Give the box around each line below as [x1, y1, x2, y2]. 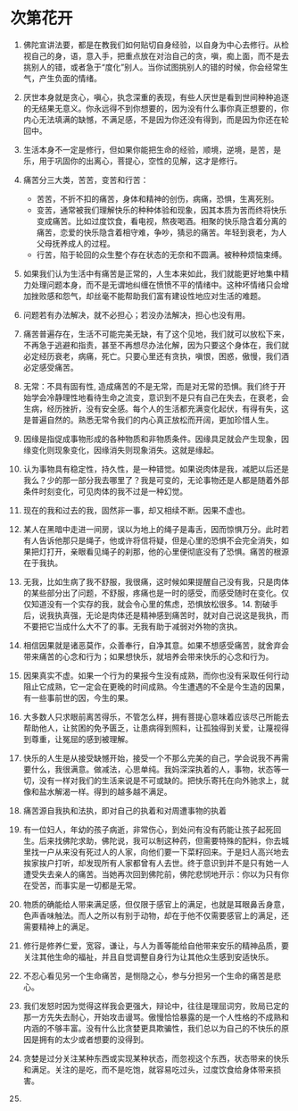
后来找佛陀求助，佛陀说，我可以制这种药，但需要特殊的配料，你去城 [38, 835, 289, 846]
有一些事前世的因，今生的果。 [22, 692, 133, 703]
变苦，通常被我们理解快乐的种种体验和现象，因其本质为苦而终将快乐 [36, 205, 287, 215]
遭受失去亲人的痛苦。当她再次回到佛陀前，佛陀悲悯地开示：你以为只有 [22, 868, 282, 880]
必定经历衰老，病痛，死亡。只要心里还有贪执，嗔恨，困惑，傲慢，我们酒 [22, 350, 289, 362]
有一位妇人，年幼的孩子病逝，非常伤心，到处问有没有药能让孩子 [22, 823, 258, 835]
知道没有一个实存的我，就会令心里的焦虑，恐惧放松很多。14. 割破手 [30, 598, 279, 609]
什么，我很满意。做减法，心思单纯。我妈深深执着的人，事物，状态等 [30, 764, 282, 774]
